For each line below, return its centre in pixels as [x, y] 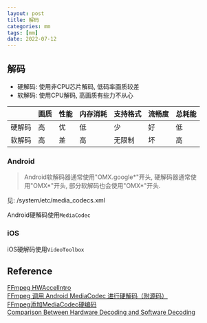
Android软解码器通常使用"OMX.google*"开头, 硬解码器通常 [107, 177]
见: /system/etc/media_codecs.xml [56, 200]
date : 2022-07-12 [32, 39]
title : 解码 [23, 20]
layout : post [26, 13]
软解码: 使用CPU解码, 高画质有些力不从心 [75, 95]
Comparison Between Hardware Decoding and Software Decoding [101, 312]
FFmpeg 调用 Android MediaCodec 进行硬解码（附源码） [88, 296]
